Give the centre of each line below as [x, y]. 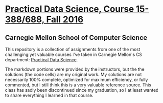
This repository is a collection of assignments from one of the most [73, 49]
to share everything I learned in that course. [49, 95]
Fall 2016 [65, 19]
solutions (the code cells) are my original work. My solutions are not [73, 74]
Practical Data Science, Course [70, 9]
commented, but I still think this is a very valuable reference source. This [78, 85]
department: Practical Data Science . [42, 60]
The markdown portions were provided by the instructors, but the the [75, 69]
